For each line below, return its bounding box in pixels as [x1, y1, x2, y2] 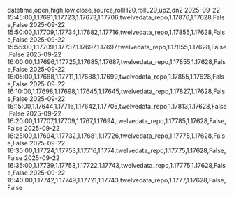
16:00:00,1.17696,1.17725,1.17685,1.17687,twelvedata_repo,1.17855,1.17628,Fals [7, 58, 226, 65]
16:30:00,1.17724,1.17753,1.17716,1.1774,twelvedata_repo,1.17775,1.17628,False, [7, 146, 226, 155]
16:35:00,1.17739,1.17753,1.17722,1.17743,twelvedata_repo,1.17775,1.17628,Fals [7, 161, 226, 169]
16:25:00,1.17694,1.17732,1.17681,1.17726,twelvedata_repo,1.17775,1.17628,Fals [7, 132, 226, 140]
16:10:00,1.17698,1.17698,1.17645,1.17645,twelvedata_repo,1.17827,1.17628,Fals [7, 87, 226, 95]
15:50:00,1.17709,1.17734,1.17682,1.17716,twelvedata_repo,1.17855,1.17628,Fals [7, 28, 226, 36]
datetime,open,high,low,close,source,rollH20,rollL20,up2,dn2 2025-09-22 [7, 6, 220, 14]
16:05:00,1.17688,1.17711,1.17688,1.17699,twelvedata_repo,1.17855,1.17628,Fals [7, 72, 225, 81]
